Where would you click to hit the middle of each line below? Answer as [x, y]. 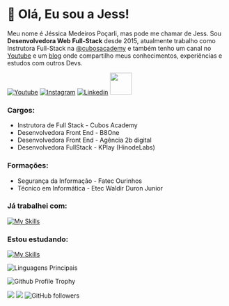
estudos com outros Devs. [45, 63]
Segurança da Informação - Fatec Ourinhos [80, 181]
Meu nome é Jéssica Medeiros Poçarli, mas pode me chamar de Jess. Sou [114, 33]
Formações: [28, 166]
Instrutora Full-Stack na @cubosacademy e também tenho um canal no [109, 48]
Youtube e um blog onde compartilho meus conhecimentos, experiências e [115, 56]
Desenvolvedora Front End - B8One [68, 133]
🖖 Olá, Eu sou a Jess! [69, 14]
